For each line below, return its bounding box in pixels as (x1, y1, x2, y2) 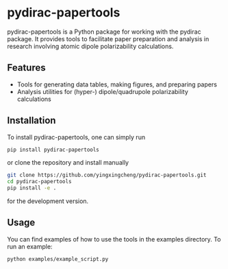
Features (7, 62, 46, 73)
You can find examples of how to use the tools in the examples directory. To (7, 235, 221, 243)
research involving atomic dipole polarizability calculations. (7, 42, 174, 50)
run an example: (7, 242, 53, 250)
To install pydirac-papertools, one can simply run (7, 132, 146, 141)
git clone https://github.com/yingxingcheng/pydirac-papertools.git (7, 172, 207, 179)
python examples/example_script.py (7, 255, 109, 262)
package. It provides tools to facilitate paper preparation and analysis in (7, 34, 210, 43)
